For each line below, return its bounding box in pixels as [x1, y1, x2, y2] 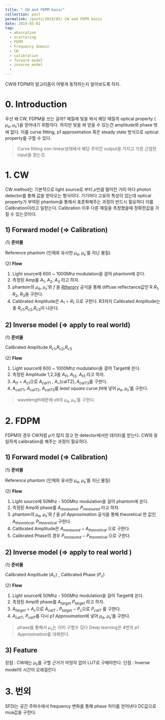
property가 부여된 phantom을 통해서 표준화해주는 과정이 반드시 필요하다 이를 [5, 199, 154, 205]
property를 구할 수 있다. [5, 135, 52, 141]
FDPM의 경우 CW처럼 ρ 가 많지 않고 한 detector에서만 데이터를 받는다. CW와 [5, 432, 153, 438]
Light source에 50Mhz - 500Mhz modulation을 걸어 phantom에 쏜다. [12, 498, 149, 504]
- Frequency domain [9, 44, 50, 49]
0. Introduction [5, 99, 67, 110]
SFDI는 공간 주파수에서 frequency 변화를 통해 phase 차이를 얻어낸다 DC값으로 [5, 703, 157, 709]
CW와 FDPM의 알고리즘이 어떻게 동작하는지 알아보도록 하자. [5, 81, 121, 87]
